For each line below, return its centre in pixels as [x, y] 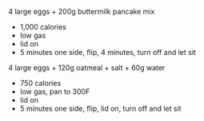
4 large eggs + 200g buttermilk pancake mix [82, 12]
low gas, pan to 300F [55, 92]
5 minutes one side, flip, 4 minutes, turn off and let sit [108, 52]
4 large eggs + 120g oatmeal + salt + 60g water [87, 68]
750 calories [40, 83]
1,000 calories [43, 27]
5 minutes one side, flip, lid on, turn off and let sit [100, 108]
